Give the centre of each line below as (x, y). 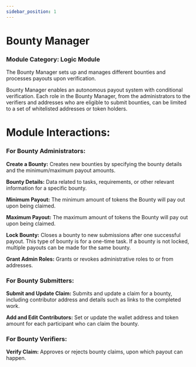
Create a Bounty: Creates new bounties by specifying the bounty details (94, 164)
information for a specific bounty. (46, 188)
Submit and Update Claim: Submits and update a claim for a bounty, (89, 293)
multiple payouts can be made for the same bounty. (69, 247)
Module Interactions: (58, 133)
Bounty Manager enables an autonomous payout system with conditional (94, 90)
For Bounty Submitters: (40, 280)
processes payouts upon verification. (51, 79)
